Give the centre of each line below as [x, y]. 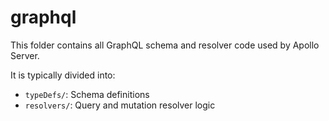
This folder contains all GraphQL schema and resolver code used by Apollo [165, 45]
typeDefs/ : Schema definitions [87, 94]
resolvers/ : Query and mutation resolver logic [120, 105]
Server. [25, 55]
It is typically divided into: [63, 75]
